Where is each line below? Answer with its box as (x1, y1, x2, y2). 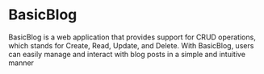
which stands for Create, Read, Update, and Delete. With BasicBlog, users (8, 40, 254, 50)
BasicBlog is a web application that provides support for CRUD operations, (8, 32, 256, 42)
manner (8, 58, 35, 68)
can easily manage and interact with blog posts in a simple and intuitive (8, 49, 246, 59)
